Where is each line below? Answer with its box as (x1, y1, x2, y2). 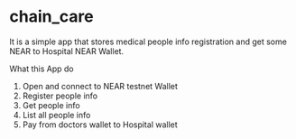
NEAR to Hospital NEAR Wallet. (9, 45, 125, 56)
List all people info (22, 109, 91, 120)
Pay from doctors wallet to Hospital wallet (22, 119, 178, 130)
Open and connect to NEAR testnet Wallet (22, 80, 179, 91)
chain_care (9, 6, 94, 27)
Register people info (22, 90, 97, 101)
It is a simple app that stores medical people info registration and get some (9, 36, 287, 47)
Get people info (22, 99, 80, 110)
